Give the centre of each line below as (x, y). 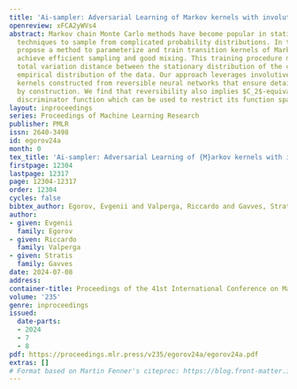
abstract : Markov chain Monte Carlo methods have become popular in (138, 34)
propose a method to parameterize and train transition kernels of (144, 50)
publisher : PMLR (39, 125)
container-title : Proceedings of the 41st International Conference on (144, 288)
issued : (23, 313)
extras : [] (29, 362)
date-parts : (39, 322)
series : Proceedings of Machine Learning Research (104, 116)
